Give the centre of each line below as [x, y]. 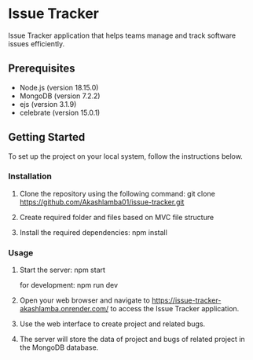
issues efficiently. [37, 43]
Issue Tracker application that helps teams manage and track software [122, 35]
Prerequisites [42, 69]
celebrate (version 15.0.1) [60, 112]
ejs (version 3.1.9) [48, 104]
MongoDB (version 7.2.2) [60, 96]
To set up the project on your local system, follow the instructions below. [126, 156]
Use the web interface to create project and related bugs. [112, 324]
